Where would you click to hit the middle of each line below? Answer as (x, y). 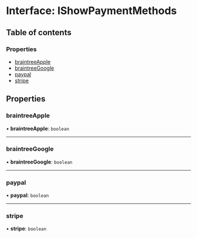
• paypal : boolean (28, 195)
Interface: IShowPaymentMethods (91, 11)
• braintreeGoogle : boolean (39, 162)
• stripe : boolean (26, 229)
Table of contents (39, 33)
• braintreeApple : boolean (38, 128)
